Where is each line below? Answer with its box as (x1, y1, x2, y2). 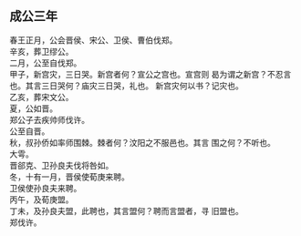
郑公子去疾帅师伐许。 (9, 114, 89, 125)
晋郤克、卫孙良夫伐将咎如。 (9, 159, 114, 170)
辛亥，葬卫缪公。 (9, 46, 74, 56)
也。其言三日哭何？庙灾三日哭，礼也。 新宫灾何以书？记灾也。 (9, 80, 244, 91)
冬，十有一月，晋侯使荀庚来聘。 (9, 171, 130, 182)
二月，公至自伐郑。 (9, 57, 82, 68)
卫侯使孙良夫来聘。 (9, 182, 82, 193)
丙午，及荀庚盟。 (9, 194, 74, 205)
